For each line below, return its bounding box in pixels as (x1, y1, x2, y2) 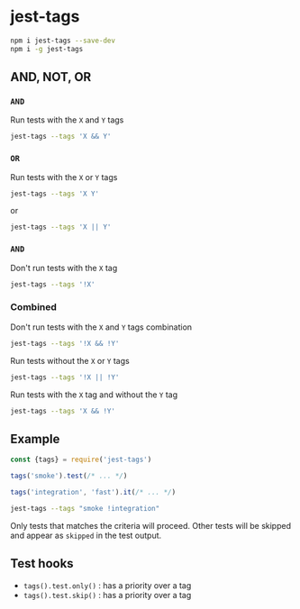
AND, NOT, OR (10, 69, 92, 85)
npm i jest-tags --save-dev (10, 36, 116, 45)
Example (10, 431, 60, 447)
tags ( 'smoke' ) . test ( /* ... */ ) (10, 471, 128, 481)
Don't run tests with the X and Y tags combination (10, 322, 193, 332)
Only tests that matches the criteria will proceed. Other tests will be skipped (10, 520, 292, 531)
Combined (10, 301, 58, 314)
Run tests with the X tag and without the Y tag (10, 389, 178, 400)
